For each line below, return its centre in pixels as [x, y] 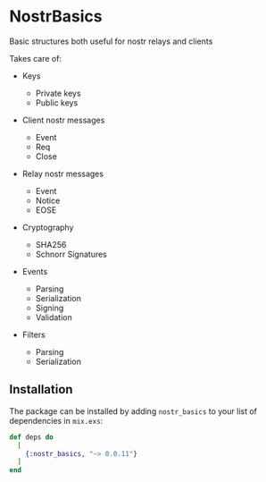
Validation [54, 317]
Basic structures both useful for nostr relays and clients [111, 41]
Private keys [58, 93]
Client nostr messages [63, 120]
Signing [50, 308]
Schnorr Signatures [71, 254]
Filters [34, 334]
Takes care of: [36, 58]
